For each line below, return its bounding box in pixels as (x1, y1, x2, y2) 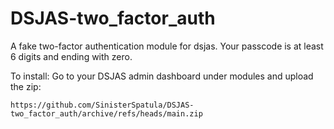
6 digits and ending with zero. (10, 50, 133, 62)
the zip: (10, 80, 42, 92)
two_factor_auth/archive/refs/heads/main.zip (10, 108, 203, 119)
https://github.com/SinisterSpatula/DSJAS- (10, 100, 195, 110)
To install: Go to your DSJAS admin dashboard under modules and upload (10, 70, 314, 82)
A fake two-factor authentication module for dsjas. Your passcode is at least (10, 40, 324, 52)
